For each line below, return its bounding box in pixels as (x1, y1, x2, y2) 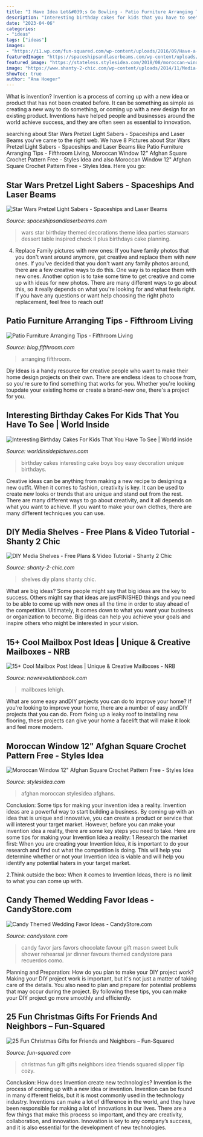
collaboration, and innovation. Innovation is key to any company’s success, (6, 1117, 192, 1124)
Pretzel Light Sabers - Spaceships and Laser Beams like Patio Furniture (6, 143, 184, 151)
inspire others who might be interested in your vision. (6, 620, 139, 627)
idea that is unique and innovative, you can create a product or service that (6, 814, 193, 821)
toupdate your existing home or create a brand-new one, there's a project (6, 386, 190, 394)
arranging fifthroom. (21, 355, 71, 363)
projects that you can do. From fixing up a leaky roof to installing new (6, 711, 179, 718)
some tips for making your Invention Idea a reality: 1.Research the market (6, 834, 188, 841)
